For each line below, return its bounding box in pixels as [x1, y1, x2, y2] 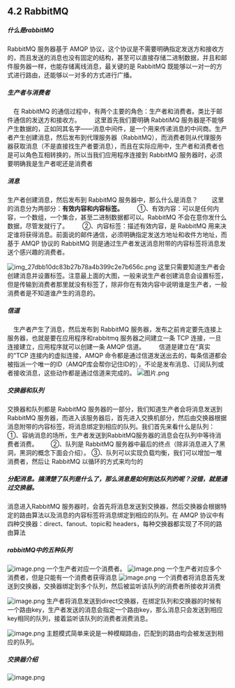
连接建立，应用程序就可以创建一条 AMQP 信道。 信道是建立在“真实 [7, 343, 211, 351]
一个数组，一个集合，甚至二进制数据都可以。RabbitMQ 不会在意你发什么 [19, 213, 227, 222]
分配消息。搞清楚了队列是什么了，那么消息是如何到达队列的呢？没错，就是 [7, 474, 221, 483]
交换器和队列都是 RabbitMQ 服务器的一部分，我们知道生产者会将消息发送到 [7, 405, 223, 414]
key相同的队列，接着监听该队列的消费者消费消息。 [7, 614, 152, 623]
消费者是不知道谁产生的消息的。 [7, 289, 99, 297]
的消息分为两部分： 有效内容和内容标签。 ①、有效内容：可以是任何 [7, 204, 213, 213]
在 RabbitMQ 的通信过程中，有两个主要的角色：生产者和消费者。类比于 [13, 107, 217, 116]
